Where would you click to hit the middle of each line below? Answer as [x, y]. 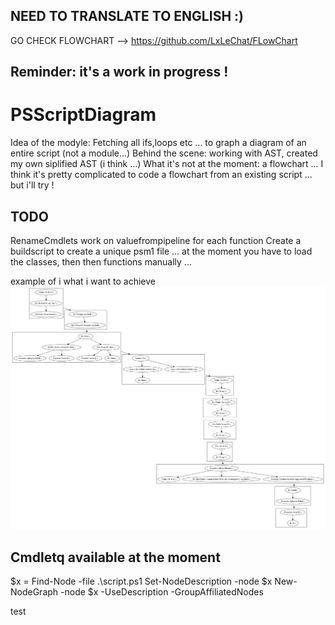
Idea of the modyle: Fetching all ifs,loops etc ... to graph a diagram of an [158, 143]
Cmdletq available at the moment [115, 557]
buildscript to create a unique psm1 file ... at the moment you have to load [161, 251]
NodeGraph [34, 592]
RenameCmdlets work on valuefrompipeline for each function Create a [156, 240]
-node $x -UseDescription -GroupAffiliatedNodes [162, 592]
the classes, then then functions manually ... [101, 261]
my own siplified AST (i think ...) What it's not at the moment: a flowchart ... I [167, 164]
